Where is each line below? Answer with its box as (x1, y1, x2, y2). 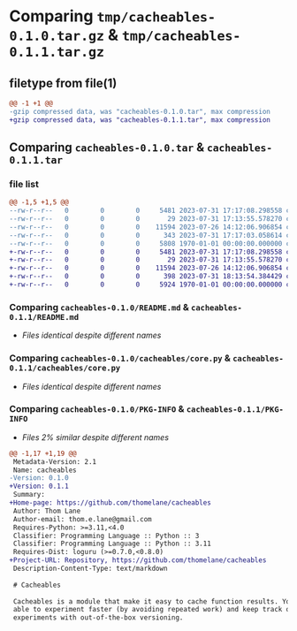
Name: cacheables (12, 466, 77, 475)
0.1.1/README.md (9, 312, 80, 322)
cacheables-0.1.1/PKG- (186, 405, 285, 414)
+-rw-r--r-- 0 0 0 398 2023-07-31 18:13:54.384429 (9, 272, 283, 281)
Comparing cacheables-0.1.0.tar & (9, 140, 205, 156)
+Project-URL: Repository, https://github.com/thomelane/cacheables (9, 556, 267, 565)
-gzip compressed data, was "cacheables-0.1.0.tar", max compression (9, 107, 271, 116)
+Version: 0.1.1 (9, 482, 69, 491)
